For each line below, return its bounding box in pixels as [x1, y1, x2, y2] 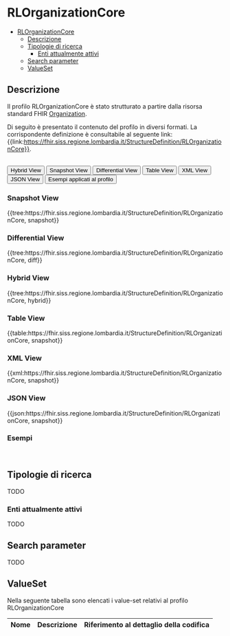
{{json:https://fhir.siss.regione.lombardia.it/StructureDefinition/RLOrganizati [7, 409, 221, 417]
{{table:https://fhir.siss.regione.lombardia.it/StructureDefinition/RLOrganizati [7, 328, 222, 337]
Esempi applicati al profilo [47, 175, 113, 183]
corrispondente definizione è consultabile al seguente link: [7, 130, 173, 138]
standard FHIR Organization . [7, 109, 87, 117]
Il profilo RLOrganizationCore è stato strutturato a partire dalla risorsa [7, 102, 203, 111]
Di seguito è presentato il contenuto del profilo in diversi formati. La [7, 122, 198, 131]
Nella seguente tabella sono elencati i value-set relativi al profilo [7, 596, 189, 604]
